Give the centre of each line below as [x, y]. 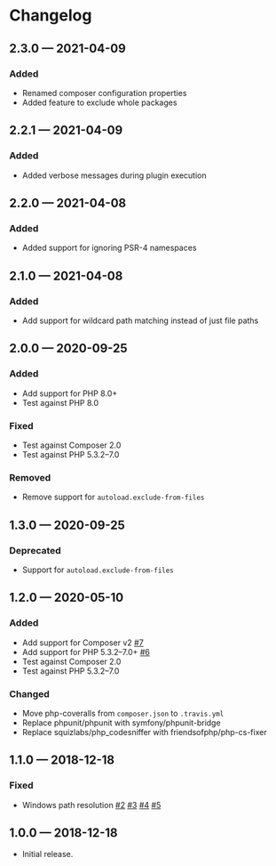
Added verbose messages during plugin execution [114, 175]
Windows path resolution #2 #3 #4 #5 [91, 805]
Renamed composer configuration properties [104, 93]
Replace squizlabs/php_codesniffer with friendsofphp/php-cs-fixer [145, 732]
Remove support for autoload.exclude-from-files [113, 497]
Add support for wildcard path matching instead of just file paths [140, 320]
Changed [30, 693]
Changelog [51, 16]
